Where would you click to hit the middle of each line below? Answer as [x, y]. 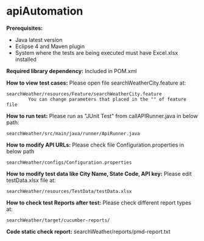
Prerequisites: [25, 28]
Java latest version [39, 40]
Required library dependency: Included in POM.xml [72, 71]
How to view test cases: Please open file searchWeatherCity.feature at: [96, 83]
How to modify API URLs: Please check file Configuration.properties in [95, 145]
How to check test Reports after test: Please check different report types [99, 203]
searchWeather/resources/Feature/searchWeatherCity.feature [84, 94]
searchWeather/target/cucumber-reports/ [58, 220]
